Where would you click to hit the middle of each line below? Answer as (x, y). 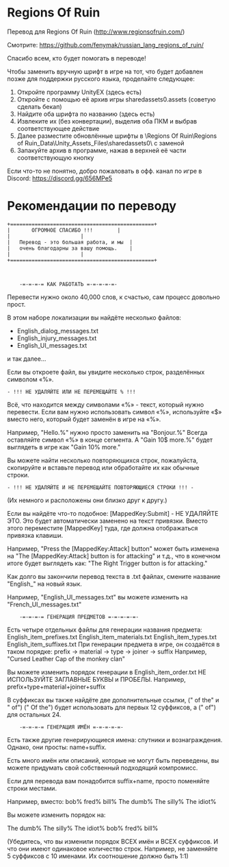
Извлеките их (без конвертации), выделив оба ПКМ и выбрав (107, 121)
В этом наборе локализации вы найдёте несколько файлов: (94, 318)
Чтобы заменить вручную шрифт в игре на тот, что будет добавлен (105, 71)
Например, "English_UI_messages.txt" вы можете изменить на (97, 597)
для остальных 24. (34, 714)
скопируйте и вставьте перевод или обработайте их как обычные (103, 467)
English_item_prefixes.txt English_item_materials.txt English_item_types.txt (112, 637)
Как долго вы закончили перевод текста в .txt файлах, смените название (114, 576)
